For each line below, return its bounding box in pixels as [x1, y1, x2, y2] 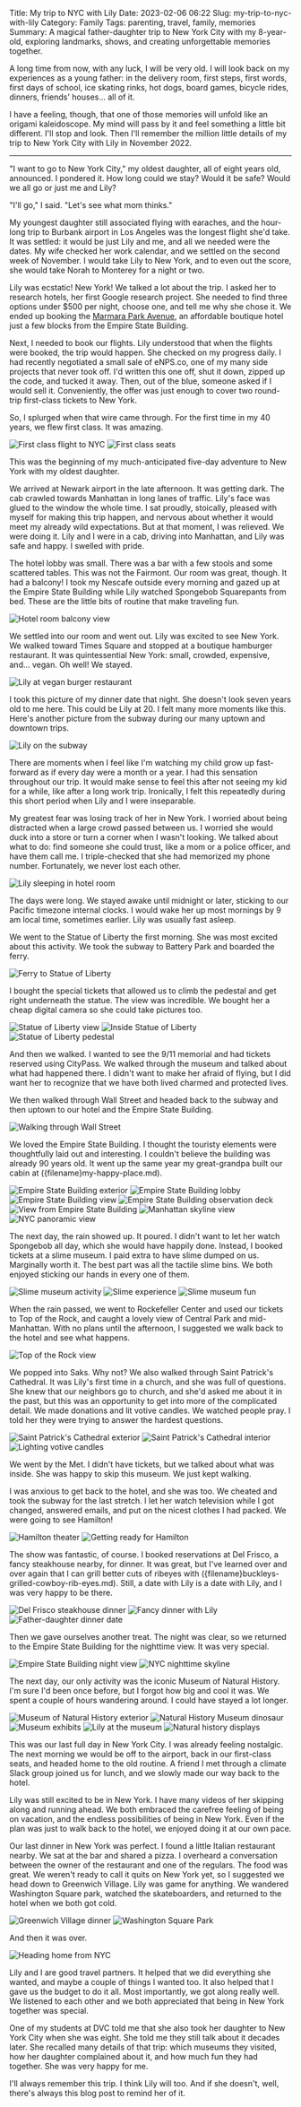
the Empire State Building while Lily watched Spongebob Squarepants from [9, 586, 287, 597]
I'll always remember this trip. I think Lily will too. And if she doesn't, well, [9, 2078, 279, 2088]
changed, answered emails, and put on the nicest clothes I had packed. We [9, 1505, 287, 1515]
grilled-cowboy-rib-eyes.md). [9, 1578, 119, 1588]
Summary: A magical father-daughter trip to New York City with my [9, 27, 257, 37]
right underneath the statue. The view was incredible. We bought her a [9, 995, 271, 1005]
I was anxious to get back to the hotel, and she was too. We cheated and [9, 1486, 278, 1496]
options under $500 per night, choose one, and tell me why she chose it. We [9, 301, 292, 312]
